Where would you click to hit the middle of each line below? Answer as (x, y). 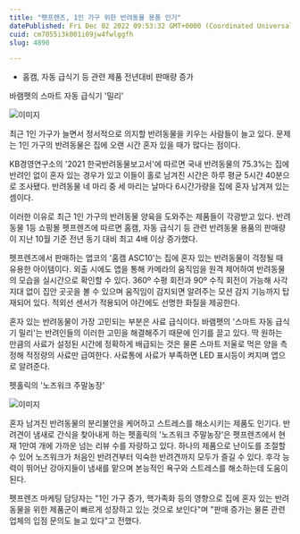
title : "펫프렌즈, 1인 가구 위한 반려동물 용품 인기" (95, 17)
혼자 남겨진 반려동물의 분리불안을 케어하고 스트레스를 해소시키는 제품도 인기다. (145, 424)
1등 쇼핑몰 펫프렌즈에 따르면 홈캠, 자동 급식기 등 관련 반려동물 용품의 (144, 228)
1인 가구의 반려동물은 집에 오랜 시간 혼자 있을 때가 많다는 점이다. (129, 145)
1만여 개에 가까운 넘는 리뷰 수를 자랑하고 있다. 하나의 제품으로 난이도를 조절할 (152, 446)
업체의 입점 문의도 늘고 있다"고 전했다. (75, 521)
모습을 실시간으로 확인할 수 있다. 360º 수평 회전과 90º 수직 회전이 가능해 (145, 280)
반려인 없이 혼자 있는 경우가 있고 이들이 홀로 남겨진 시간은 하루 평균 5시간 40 (142, 175)
